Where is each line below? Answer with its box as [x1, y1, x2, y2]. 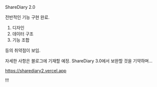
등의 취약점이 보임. [5, 48, 41, 53]
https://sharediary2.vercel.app [5, 68, 67, 73]
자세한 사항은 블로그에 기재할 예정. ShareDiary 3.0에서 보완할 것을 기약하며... [5, 58, 153, 63]
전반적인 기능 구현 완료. [5, 14, 50, 20]
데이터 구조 [12, 31, 34, 36]
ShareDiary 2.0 [5, 4, 36, 10]
